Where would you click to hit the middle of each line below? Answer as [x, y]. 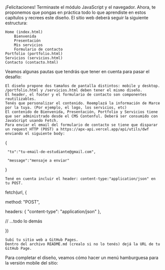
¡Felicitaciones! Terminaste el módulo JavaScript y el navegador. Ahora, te [81, 7]
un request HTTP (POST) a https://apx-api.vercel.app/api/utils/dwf [77, 129]
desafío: [13, 77]
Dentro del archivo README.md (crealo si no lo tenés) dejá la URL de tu [83, 244]
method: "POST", [22, 202]
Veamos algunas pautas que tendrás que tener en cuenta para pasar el [77, 72]
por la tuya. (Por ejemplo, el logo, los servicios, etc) [66, 108]
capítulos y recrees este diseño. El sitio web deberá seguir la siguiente [77, 18]
